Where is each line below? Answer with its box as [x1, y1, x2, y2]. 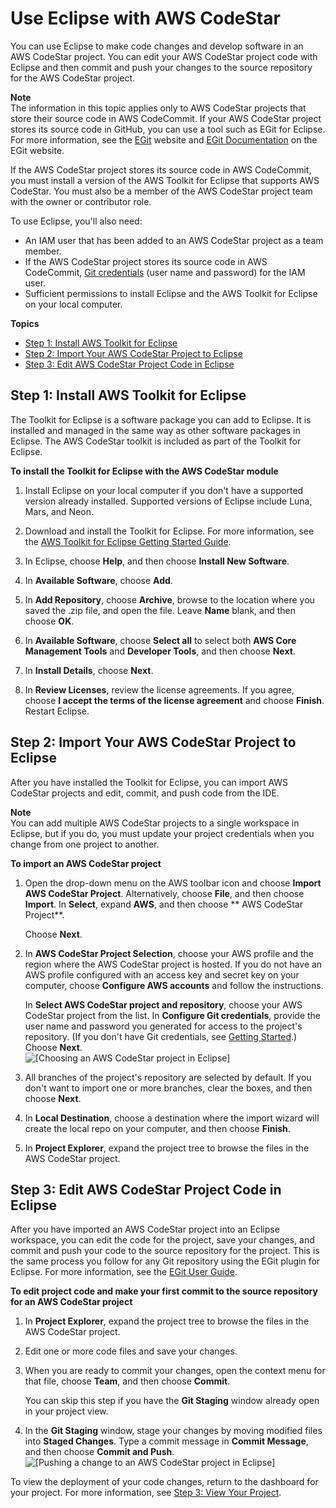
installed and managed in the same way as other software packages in [10, 424, 301, 436]
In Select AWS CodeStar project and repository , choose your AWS [24, 998, 303, 1011]
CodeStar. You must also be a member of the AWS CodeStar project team [10, 185, 313, 197]
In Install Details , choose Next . [24, 664, 154, 676]
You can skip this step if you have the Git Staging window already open [24, 1395, 320, 1407]
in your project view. [24, 1405, 109, 1417]
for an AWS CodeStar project [10, 1296, 133, 1308]
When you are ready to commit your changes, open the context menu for [24, 1365, 326, 1377]
